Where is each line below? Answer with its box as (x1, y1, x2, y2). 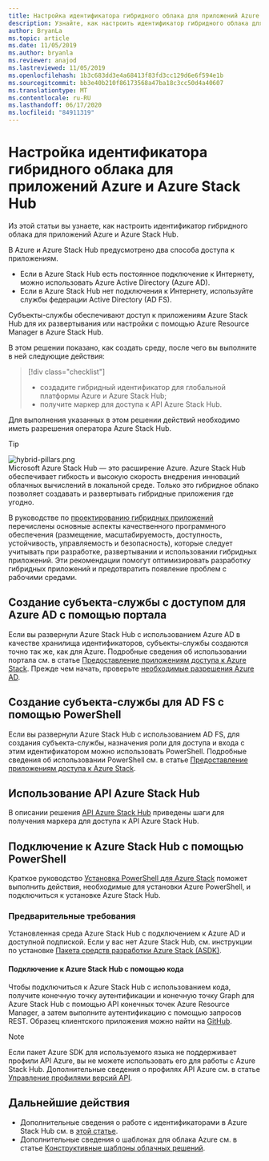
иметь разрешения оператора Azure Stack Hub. (8, 423, 172, 433)
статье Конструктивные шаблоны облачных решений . (19, 1143, 206, 1152)
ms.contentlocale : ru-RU (8, 94, 91, 102)
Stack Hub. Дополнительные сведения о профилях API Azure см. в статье (8, 1064, 260, 1074)
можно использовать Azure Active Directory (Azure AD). (19, 278, 211, 287)
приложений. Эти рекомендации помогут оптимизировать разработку (8, 555, 251, 565)
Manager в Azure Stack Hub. (8, 327, 104, 337)
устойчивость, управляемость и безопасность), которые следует (8, 538, 234, 548)
